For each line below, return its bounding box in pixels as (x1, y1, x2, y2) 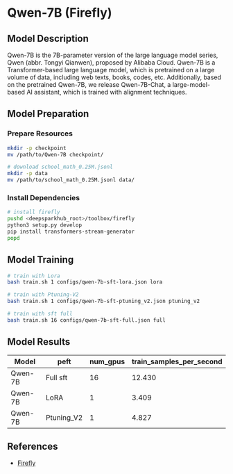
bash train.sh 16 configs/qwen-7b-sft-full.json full (7, 316, 166, 324)
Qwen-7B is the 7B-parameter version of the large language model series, (7, 51, 218, 59)
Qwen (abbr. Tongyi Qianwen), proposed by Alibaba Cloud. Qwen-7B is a (7, 58, 216, 67)
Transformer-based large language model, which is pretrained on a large (7, 66, 215, 74)
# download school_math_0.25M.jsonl (7, 163, 113, 171)
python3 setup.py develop (7, 222, 82, 229)
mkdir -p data (7, 170, 49, 177)
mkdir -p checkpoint (7, 145, 67, 152)
